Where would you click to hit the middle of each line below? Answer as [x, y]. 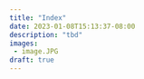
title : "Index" [38, 18]
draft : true [32, 60]
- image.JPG [36, 52]
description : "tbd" [46, 35]
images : [24, 43]
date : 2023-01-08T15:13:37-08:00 [72, 26]
